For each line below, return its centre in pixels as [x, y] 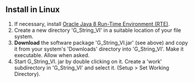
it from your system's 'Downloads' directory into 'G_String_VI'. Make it [99, 49]
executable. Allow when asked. [52, 55]
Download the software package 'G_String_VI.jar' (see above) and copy [101, 42]
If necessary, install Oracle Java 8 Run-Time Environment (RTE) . [92, 24]
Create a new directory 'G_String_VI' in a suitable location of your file [98, 30]
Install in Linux [33, 10]
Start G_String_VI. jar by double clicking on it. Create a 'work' [88, 61]
